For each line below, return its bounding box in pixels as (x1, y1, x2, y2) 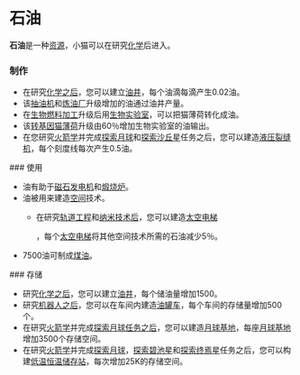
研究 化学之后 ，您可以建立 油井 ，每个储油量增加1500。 (22, 288, 223, 299)
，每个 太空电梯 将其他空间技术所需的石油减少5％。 (35, 231, 223, 242)
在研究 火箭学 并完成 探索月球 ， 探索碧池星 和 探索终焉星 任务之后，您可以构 (22, 344, 291, 356)
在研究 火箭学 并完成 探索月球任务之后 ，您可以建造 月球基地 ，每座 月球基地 (22, 322, 291, 334)
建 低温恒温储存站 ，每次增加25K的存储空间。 (22, 356, 188, 367)
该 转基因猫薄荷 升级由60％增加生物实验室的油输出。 (22, 121, 214, 132)
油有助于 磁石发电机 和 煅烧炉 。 (22, 181, 133, 192)
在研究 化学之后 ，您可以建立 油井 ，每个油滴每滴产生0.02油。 (22, 87, 245, 97)
